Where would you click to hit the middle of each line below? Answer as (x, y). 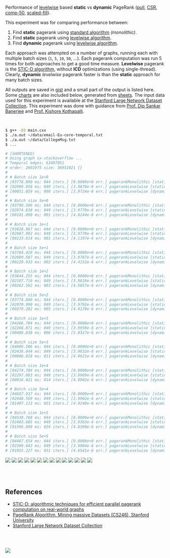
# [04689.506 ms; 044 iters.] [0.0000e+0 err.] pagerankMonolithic (78, 347)
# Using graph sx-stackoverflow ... (44, 158)
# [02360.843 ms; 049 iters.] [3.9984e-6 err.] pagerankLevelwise (77, 445)
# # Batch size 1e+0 (27, 177)
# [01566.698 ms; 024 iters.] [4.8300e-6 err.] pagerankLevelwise (77, 427)
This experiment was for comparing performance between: (67, 23)
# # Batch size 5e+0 (27, 201)
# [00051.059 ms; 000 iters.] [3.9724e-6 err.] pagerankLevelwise (77, 191)
